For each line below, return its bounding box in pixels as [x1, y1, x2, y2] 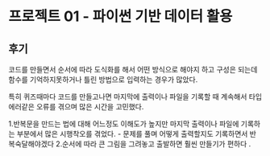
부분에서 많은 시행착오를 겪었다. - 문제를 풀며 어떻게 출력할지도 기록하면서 [16, 129, 248, 138]
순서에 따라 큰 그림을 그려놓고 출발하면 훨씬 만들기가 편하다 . [61, 139, 251, 149]
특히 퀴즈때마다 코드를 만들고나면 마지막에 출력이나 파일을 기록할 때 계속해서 [8, 92, 247, 101]
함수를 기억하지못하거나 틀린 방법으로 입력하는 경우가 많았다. [8, 75, 198, 84]
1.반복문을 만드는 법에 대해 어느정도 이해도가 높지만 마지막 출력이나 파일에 [8, 119, 239, 129]
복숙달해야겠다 [8, 139, 55, 149]
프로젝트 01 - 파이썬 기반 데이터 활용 [8, 7, 233, 26]
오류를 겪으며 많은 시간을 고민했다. [35, 102, 144, 111]
